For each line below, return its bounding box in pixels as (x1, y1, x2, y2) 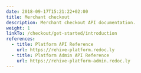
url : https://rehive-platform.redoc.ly (17, 47, 115, 53)
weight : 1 (6, 25, 31, 31)
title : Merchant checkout (6, 14, 70, 20)
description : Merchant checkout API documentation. (6, 19, 136, 25)
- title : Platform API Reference (11, 42, 94, 48)
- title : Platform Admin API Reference (11, 52, 110, 58)
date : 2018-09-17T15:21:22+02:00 (6, 8, 88, 15)
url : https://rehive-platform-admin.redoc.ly (17, 58, 131, 64)
